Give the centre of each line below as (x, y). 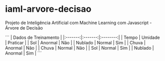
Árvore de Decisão (24, 28)
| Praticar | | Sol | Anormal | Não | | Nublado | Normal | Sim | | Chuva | (75, 42)
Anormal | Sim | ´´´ (23, 53)
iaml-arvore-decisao (48, 9)
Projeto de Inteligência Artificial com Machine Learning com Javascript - (79, 23)
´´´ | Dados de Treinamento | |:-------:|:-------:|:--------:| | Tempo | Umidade (82, 37)
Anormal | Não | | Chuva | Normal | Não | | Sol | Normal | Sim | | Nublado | (80, 48)
